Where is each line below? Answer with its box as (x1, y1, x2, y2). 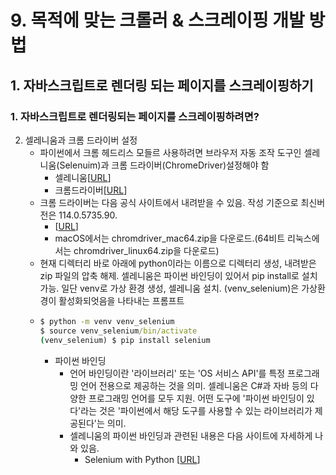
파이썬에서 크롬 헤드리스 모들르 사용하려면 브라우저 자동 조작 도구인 (39, 146, 302, 158)
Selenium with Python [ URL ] (84, 453, 201, 465)
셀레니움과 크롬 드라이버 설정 (24, 134, 138, 146)
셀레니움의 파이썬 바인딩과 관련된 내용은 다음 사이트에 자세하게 (69, 429, 313, 441)
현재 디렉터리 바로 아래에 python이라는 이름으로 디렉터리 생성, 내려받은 (39, 257, 317, 269)
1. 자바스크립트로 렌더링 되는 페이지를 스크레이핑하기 (10, 77, 314, 94)
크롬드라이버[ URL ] (54, 184, 128, 196)
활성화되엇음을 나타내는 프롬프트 (58, 294, 185, 306)
